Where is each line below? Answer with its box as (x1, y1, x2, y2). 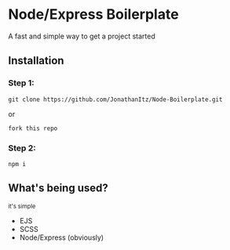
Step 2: (8, 143, 37, 154)
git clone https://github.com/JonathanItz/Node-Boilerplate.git (8, 96, 223, 103)
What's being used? (8, 182, 108, 195)
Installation (8, 54, 64, 67)
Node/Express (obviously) (19, 233, 104, 242)
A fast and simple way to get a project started (8, 31, 155, 41)
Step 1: (8, 78, 35, 89)
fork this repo (8, 124, 58, 132)
